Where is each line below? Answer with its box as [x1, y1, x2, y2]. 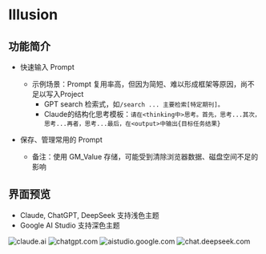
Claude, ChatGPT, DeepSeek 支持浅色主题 [19, 210, 160, 220]
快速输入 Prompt [19, 62, 75, 71]
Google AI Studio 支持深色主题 [19, 220, 120, 230]
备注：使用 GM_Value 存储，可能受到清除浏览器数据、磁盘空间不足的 [31, 152, 259, 161]
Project [59, 90, 84, 99]
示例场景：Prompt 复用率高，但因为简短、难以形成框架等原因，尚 [31, 79, 248, 89]
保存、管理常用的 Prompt [19, 135, 103, 144]
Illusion [8, 6, 58, 24]
